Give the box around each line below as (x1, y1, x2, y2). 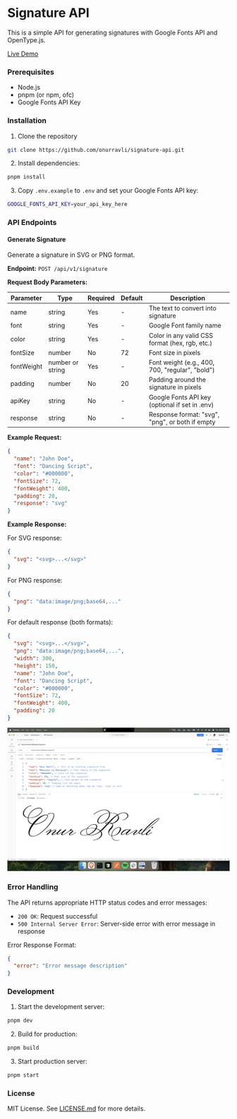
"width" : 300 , (13, 655, 55, 663)
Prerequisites (7, 67, 54, 77)
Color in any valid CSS (148, 331, 214, 339)
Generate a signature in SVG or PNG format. (7, 250, 135, 259)
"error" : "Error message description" (13, 962, 128, 969)
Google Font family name (148, 321, 221, 329)
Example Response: (7, 520, 67, 528)
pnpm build (7, 1044, 39, 1052)
